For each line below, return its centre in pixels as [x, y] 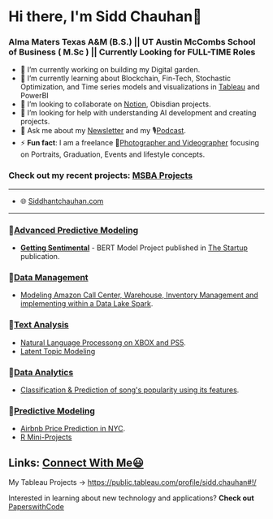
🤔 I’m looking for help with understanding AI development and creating [138, 113]
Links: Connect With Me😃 [76, 463]
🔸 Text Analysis [39, 325]
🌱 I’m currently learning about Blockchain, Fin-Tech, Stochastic [126, 78]
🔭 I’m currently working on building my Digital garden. [110, 70]
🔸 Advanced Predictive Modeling [74, 230]
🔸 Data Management [48, 277]
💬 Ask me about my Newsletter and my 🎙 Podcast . [103, 131]
